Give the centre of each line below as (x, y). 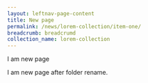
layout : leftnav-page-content (51, 13)
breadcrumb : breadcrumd (42, 33)
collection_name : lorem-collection (59, 39)
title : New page (31, 20)
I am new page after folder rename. (58, 73)
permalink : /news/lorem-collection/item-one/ (74, 26)
